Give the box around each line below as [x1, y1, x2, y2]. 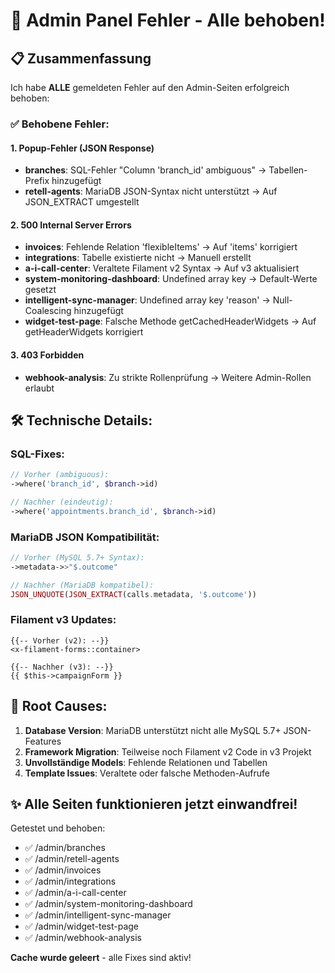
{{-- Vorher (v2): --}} [10, 635, 110, 646]
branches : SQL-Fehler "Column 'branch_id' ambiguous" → [24, 164, 267, 176]
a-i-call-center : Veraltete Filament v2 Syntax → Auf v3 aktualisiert [24, 262, 300, 274]
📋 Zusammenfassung [10, 50, 152, 67]
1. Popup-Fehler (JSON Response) [10, 142, 155, 154]
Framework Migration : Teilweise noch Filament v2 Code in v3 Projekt [24, 745, 312, 758]
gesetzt [24, 284, 57, 296]
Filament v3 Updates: [10, 613, 117, 627]
